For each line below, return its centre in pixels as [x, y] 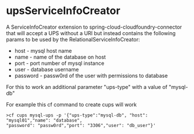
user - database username [47, 69]
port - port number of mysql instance [59, 63]
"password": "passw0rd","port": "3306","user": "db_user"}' [81, 125]
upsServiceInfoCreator [63, 11]
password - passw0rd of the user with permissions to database [91, 75]
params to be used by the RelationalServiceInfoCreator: [73, 39]
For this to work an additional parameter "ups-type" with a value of [87, 87]
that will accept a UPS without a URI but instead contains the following [91, 33]
